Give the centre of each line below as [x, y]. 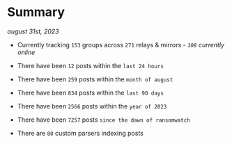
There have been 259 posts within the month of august [95, 79]
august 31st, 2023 [33, 31]
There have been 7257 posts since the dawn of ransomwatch [103, 120]
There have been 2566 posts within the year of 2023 [92, 106]
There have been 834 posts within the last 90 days [90, 93]
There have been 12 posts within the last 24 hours [90, 65]
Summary [36, 12]
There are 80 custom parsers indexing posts [80, 133]
